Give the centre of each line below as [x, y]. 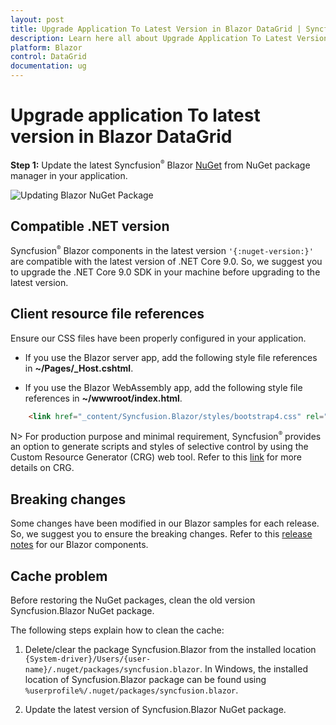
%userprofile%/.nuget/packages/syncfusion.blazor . [131, 690]
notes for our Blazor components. [79, 545]
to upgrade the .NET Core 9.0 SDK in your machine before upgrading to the [165, 272]
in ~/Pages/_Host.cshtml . [79, 368]
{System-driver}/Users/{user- [88, 659]
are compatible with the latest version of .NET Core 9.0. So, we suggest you [166, 262]
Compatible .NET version [90, 226]
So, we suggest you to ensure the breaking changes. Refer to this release [161, 534]
